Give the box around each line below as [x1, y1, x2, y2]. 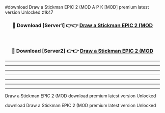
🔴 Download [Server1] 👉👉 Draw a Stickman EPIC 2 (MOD [12, 22, 153, 28]
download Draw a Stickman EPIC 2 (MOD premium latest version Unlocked [5, 102, 156, 108]
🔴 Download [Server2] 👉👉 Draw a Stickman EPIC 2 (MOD [11, 48, 154, 55]
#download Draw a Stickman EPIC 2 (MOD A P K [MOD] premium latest [5, 4, 149, 10]
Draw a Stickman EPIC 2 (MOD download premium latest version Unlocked [5, 93, 156, 99]
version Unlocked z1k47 [5, 9, 54, 15]
